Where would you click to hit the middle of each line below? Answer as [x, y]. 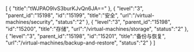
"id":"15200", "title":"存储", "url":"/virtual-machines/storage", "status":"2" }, [97, 29]
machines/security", [30, 22]
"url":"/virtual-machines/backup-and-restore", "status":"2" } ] [80, 43]
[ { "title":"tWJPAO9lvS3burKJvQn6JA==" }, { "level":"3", [75, 8]
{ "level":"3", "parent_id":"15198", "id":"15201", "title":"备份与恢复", [86, 36]
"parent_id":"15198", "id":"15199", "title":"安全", [62, 15]
